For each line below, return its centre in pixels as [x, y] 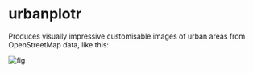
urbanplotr [45, 14]
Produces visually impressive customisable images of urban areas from [127, 36]
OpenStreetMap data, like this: [59, 44]
